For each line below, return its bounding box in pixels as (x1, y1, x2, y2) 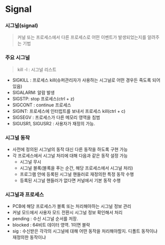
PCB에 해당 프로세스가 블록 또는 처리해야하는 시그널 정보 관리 (12, 203, 132, 209)
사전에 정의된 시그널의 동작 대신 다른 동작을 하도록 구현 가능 (12, 147, 128, 153)
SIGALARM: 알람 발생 (12, 89, 55, 95)
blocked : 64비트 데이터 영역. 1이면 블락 (12, 222, 90, 228)
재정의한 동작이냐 (12, 235, 46, 241)
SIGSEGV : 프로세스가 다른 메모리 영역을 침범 (12, 114, 100, 120)
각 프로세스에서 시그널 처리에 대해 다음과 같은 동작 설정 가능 (12, 153, 128, 159)
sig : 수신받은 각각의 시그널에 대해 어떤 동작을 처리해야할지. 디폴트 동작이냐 (12, 228, 158, 234)
